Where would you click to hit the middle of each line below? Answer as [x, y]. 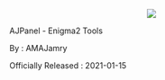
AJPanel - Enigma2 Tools [56, 31]
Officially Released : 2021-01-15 [68, 66]
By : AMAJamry [38, 48]
